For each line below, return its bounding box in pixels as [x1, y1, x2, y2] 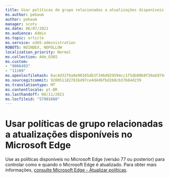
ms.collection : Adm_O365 [5, 54, 58, 60]
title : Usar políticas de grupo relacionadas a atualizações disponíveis [5, 7, 164, 13]
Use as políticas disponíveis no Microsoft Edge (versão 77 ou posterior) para [5, 156, 165, 162]
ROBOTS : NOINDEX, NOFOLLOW [5, 45, 62, 50]
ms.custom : [5, 59, 28, 64]
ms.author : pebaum [5, 12, 44, 17]
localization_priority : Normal [5, 49, 71, 54]
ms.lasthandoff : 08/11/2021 [5, 92, 65, 97]
